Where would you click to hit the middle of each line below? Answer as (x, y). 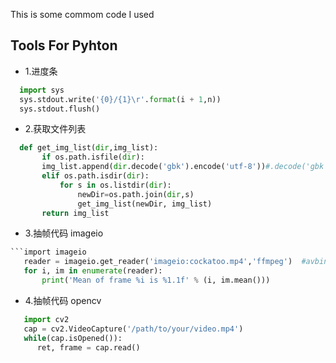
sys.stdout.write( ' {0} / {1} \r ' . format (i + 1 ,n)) (120, 99)
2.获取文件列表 (55, 129)
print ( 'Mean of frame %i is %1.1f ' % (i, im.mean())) (156, 280)
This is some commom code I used (82, 14)
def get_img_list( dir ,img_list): (89, 148)
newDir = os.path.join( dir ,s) (136, 194)
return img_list (75, 213)
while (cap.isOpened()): (73, 338)
